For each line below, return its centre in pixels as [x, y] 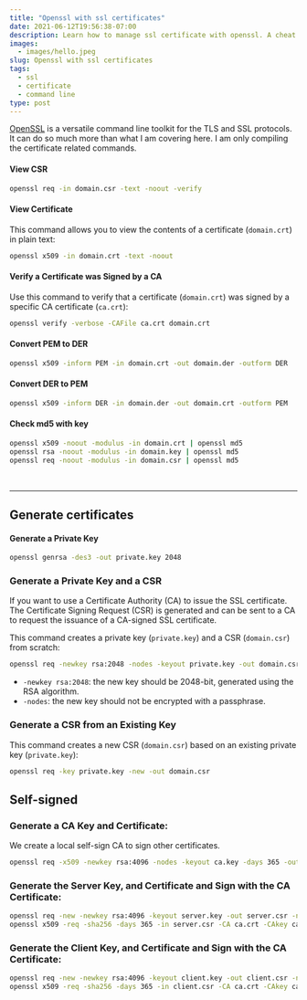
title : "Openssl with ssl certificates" [88, 18]
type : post [30, 103]
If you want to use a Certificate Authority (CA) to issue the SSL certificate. [148, 601]
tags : [20, 69]
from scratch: [35, 647]
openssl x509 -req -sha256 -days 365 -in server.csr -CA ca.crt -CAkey [148, 925]
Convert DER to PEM [49, 384]
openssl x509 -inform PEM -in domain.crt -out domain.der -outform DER [148, 363]
